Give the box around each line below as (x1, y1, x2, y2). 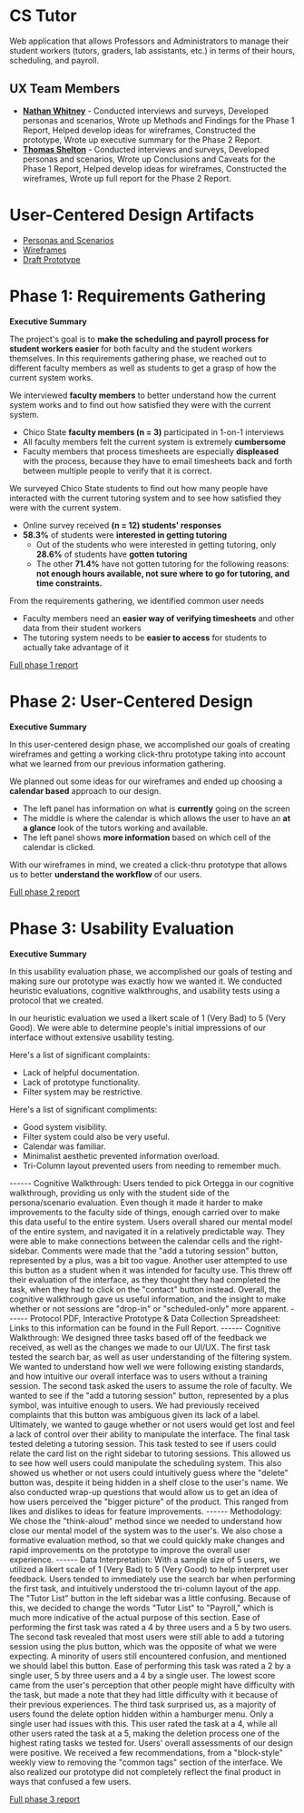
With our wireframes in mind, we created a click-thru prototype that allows (9, 859, 288, 870)
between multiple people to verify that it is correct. (22, 465, 212, 476)
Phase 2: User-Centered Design (9, 691, 254, 711)
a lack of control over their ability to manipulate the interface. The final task (9, 1428, 290, 1440)
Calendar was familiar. (22, 1141, 106, 1152)
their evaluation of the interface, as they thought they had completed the (9, 1273, 281, 1285)
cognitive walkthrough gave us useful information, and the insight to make (9, 1293, 287, 1304)
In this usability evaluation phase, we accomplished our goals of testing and (9, 966, 293, 976)
